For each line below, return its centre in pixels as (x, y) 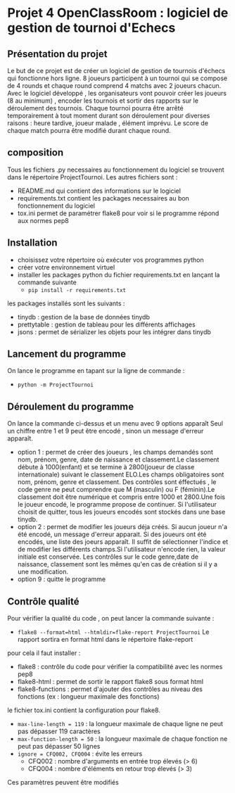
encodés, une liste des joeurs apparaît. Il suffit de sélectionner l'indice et (123, 542)
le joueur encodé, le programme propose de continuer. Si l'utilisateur (117, 505)
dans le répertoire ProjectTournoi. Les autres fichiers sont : (93, 177)
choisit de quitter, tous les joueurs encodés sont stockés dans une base (121, 512)
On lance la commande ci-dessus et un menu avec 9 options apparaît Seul (115, 424)
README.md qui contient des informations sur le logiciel (99, 191)
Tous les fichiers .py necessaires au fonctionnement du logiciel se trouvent (116, 170)
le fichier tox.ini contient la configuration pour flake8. (84, 710)
